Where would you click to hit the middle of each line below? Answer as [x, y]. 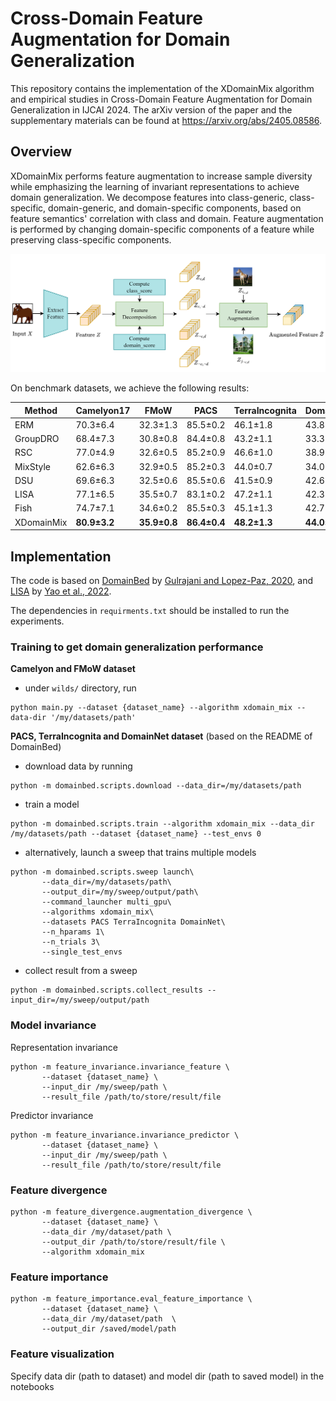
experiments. [37, 621]
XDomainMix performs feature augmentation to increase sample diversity [161, 176]
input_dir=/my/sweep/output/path [80, 1000]
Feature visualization [62, 1354]
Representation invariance [64, 1047]
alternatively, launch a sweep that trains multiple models [140, 853]
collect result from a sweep [81, 971]
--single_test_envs [82, 952]
